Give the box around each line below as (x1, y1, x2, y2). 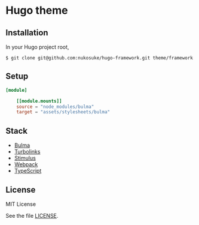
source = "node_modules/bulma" (16, 103, 94, 110)
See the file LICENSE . (5, 212, 59, 219)
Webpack (14, 161, 38, 168)
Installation (5, 28, 48, 38)
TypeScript (14, 167, 42, 175)
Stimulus (14, 154, 36, 162)
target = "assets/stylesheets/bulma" (16, 109, 111, 115)
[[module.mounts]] (16, 98, 62, 104)
